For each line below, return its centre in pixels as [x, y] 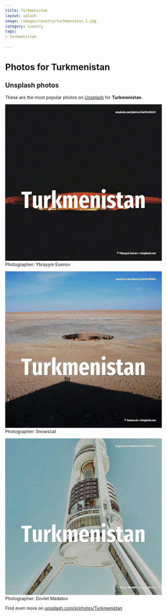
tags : [11, 32]
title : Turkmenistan [27, 10]
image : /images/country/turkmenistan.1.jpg [51, 21]
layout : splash [21, 16]
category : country [24, 26]
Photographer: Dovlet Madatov [37, 598]
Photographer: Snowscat [31, 431]
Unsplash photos [32, 85]
